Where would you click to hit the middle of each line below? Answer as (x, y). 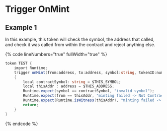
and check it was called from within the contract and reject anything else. (80, 45)
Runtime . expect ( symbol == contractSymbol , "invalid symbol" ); (89, 91)
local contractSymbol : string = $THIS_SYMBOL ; (72, 82)
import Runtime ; (31, 68)
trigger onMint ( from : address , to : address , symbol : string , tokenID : (85, 72)
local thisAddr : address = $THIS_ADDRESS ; (69, 86)
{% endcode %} (22, 124)
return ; (31, 105)
